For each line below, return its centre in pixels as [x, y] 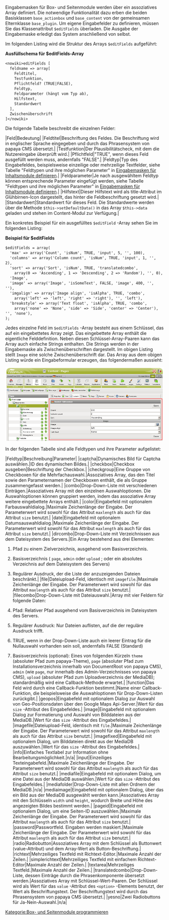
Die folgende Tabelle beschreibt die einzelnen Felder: [60, 128]
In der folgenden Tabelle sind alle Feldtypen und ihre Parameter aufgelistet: [83, 449]
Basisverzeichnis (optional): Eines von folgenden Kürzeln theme [78, 656]
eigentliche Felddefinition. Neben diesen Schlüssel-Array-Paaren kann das [82, 338]
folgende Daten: [29, 600]
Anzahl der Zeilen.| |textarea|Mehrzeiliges [91, 865]
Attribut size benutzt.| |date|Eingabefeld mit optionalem [63, 517]
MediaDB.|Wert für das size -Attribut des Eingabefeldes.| [72, 720]
